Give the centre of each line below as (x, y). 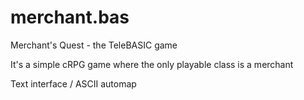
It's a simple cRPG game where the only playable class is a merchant (152, 64)
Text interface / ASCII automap (73, 83)
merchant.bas (70, 17)
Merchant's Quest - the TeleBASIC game (94, 45)
